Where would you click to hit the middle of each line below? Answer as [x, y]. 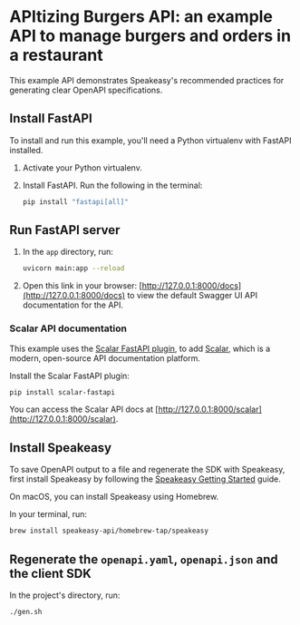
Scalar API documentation [68, 328]
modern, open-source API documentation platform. [105, 358]
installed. [26, 150]
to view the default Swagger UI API [192, 296]
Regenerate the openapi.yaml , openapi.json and [144, 559]
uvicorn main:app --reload [73, 269]
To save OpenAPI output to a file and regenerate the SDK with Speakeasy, [147, 470]
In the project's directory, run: [65, 595]
